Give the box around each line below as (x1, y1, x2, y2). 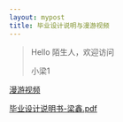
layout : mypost (9, 12, 65, 22)
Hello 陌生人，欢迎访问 (30, 46, 115, 57)
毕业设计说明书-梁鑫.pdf (9, 103, 97, 113)
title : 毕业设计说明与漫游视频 (9, 21, 110, 30)
